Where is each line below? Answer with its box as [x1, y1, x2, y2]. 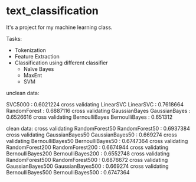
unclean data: [6, 89, 40, 96]
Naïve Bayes [23, 65, 54, 72]
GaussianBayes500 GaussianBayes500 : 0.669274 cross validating [6, 162, 169, 170]
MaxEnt [23, 71, 43, 79]
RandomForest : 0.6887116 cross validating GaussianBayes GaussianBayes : [6, 107, 191, 114]
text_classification [6, 4, 99, 18]
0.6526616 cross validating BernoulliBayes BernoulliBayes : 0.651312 [6, 113, 173, 121]
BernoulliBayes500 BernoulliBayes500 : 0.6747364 [6, 168, 130, 175]
